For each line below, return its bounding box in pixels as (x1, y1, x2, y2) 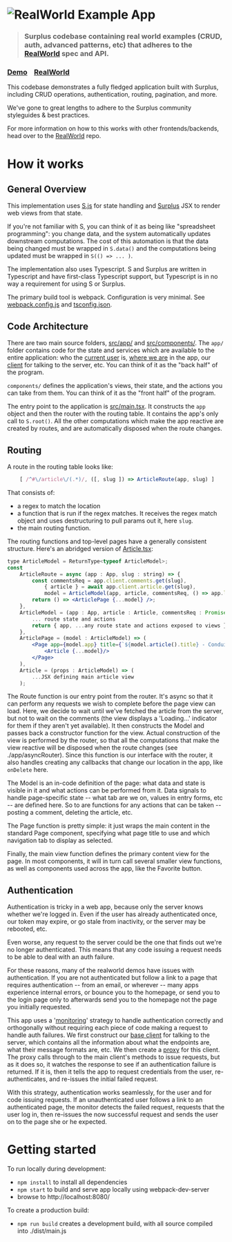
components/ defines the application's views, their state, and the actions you (7, 382, 223, 390)
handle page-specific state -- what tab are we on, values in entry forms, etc (7, 794, 223, 802)
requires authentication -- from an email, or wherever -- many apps (7, 981, 199, 989)
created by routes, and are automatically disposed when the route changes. (7, 425, 222, 433)
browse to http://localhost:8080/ (17, 1193, 110, 1201)
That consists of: (7, 488, 55, 496)
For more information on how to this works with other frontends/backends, (7, 124, 220, 133)
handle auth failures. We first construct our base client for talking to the (7, 1031, 211, 1039)
